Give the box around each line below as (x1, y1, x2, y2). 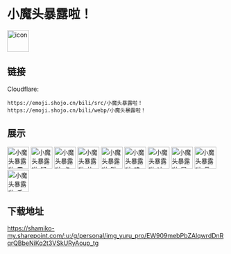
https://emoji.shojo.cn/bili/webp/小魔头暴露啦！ (7, 107, 146, 114)
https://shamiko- (7, 224, 55, 232)
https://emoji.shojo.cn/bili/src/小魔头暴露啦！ (7, 99, 144, 106)
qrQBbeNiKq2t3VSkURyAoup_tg (7, 239, 99, 247)
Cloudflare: (7, 85, 40, 93)
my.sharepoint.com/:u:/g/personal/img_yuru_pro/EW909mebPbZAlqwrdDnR (7, 232, 224, 240)
